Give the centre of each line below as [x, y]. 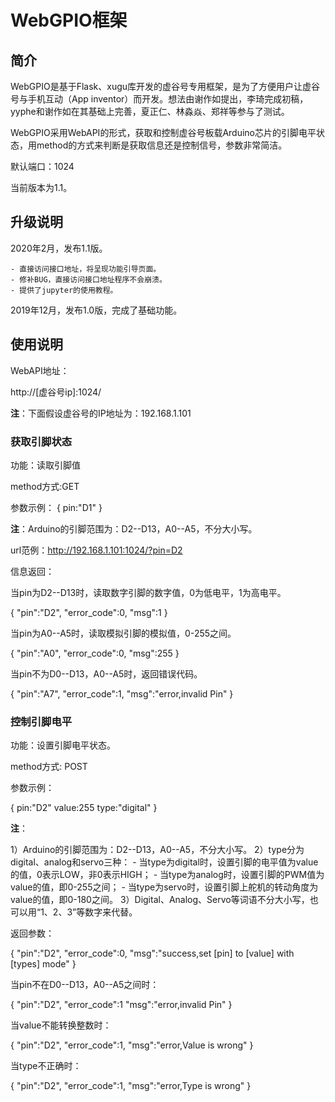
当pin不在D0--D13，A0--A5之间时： [85, 985]
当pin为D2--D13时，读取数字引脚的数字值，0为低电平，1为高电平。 [148, 592]
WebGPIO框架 [69, 20]
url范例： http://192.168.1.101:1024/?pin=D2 [96, 550]
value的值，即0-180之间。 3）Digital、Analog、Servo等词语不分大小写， [160, 900]
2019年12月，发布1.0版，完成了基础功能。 [96, 310]
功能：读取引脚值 [45, 465]
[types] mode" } [43, 964]
